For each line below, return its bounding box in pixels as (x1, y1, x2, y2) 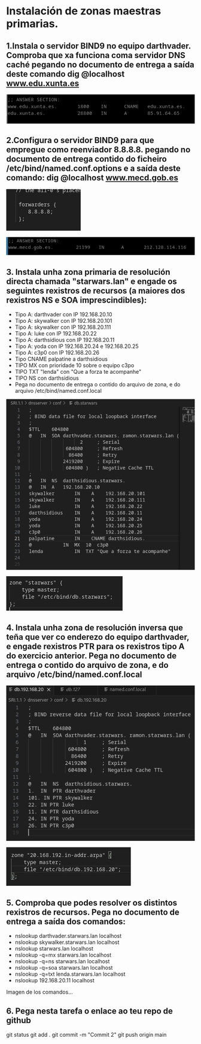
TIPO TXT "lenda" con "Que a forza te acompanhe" (14, 368, 142, 376)
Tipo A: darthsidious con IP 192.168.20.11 (14, 337, 115, 344)
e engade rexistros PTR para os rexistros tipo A (6, 641, 185, 651)
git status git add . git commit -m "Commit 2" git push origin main (6, 1031, 167, 1038)
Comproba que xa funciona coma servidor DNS (6, 50, 185, 60)
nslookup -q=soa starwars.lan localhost (14, 964, 113, 972)
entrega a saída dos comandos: (6, 916, 126, 927)
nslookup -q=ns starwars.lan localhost (14, 958, 110, 965)
